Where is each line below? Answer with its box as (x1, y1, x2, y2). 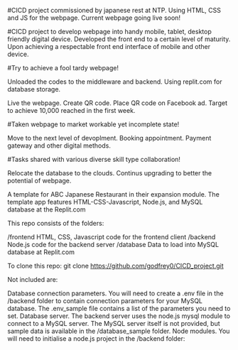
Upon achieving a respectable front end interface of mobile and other (7, 43, 211, 50)
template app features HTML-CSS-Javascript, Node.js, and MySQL (7, 198, 203, 206)
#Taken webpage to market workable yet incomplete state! (7, 120, 180, 128)
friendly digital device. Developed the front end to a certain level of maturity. (7, 35, 231, 43)
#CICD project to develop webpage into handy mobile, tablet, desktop (7, 28, 212, 35)
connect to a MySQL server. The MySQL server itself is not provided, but (7, 319, 220, 327)
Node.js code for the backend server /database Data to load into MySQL (7, 241, 219, 248)
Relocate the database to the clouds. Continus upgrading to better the (7, 169, 212, 177)
